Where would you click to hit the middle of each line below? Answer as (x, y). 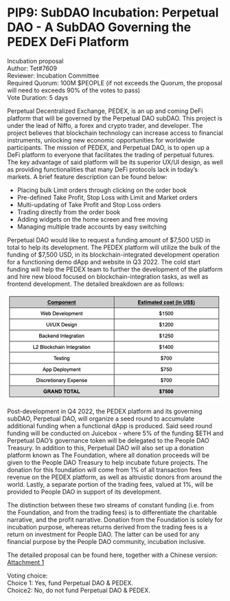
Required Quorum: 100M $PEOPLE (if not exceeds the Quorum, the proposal (115, 83)
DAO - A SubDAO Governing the (99, 27)
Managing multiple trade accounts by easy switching (92, 226)
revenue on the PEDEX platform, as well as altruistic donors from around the (115, 477)
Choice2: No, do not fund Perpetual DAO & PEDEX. (79, 590)
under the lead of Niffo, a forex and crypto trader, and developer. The (105, 125)
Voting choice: (27, 576)
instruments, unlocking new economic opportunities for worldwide (101, 140)
